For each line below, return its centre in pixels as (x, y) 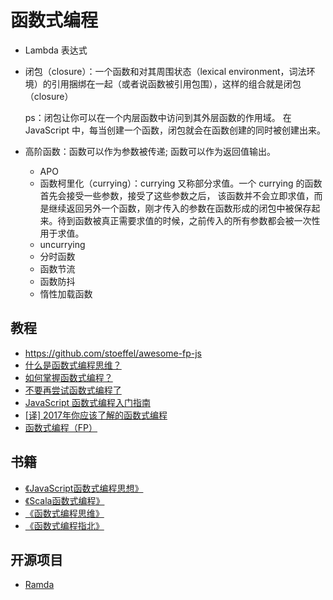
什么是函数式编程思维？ (73, 365)
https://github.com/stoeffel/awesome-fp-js (113, 353)
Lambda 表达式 (56, 50)
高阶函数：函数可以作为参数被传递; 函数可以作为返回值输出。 (150, 151)
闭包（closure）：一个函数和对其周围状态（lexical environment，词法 (165, 71)
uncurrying (62, 244)
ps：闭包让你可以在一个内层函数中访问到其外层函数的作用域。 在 (158, 117)
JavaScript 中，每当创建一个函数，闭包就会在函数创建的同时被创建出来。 (175, 130)
